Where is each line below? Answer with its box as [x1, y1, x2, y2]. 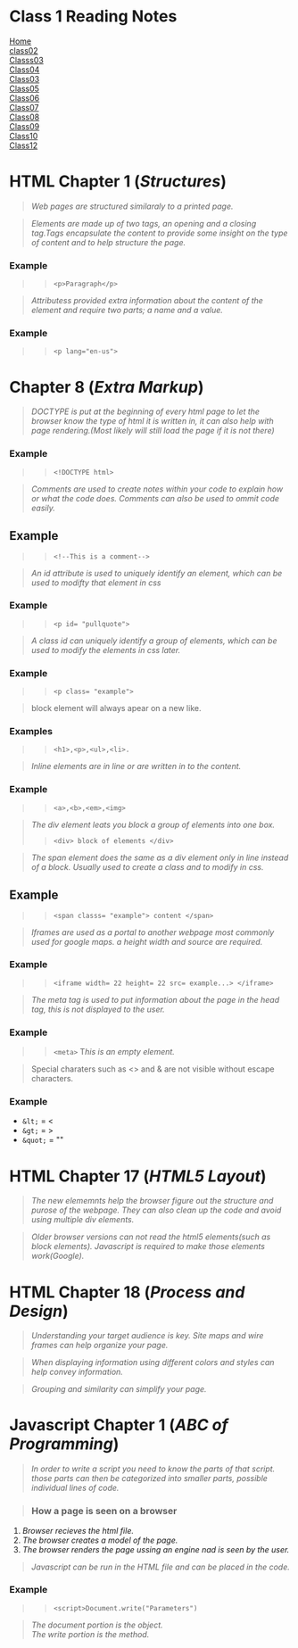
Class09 [9, 120, 40, 131]
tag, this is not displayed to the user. [30, 1004, 165, 1014]
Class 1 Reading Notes [9, 6, 178, 27]
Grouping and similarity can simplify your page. [30, 1384, 207, 1395]
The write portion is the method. [30, 1628, 150, 1639]
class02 [9, 45, 38, 55]
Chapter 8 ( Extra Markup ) [9, 377, 204, 397]
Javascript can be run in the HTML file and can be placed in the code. [30, 1561, 290, 1572]
